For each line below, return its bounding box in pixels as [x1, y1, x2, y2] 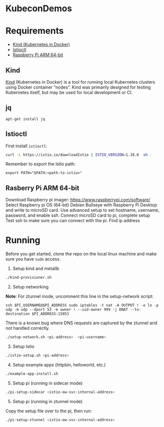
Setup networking [12, 284, 49, 290]
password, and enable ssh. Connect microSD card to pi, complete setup [5, 212, 150, 218]
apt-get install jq [5, 116, 45, 121]
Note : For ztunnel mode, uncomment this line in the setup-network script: [5, 293, 154, 299]
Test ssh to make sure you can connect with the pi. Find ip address [5, 218, 141, 224]
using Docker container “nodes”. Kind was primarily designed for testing [5, 84, 151, 90]
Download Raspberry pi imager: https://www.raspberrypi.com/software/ [5, 197, 151, 203]
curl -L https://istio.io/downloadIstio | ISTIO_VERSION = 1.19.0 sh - [5, 152, 152, 157]
